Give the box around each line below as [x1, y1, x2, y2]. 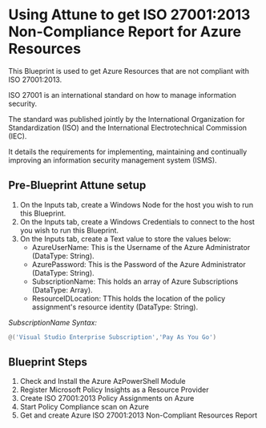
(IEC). [8, 131, 27, 141]
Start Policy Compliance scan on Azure [19, 402, 150, 412]
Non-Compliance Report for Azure [8, 22, 242, 41]
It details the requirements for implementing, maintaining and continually [8, 147, 248, 156]
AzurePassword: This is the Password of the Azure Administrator [31, 259, 246, 269]
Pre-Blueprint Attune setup [8, 179, 147, 192]
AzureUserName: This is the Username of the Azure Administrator [31, 242, 251, 252]
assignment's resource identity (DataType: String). [31, 302, 199, 312]
